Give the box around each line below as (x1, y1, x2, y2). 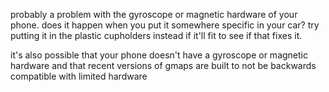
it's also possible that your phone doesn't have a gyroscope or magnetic (10, 49, 308, 61)
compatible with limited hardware (10, 70, 148, 82)
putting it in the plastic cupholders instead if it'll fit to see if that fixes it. (10, 30, 303, 41)
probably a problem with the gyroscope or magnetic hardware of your (10, 9, 298, 20)
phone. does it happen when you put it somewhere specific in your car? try (10, 19, 320, 31)
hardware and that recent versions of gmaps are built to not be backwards (10, 60, 317, 71)
